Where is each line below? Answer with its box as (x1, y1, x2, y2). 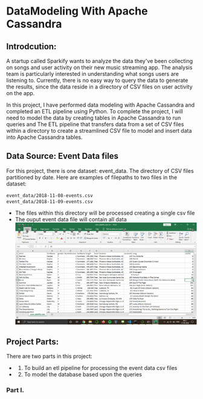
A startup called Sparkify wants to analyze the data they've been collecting (6, 58, 193, 64)
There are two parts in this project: (6, 353, 92, 360)
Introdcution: (6, 41, 57, 52)
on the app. (6, 90, 35, 96)
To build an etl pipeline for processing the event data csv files (24, 364, 178, 372)
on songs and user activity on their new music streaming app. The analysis (6, 64, 193, 71)
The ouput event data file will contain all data (14, 215, 127, 223)
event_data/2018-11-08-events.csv (6, 192, 94, 198)
